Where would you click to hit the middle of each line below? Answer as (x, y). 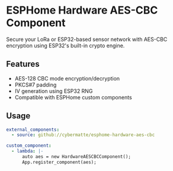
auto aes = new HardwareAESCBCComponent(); (76, 157)
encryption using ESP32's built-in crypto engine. (65, 46)
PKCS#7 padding (36, 85)
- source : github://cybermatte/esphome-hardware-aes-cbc (83, 135)
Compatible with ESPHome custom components (73, 97)
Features (23, 64)
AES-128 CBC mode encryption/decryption (67, 78)
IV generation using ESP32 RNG (54, 91)
